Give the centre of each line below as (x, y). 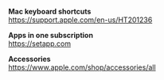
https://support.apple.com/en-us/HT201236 (80, 20)
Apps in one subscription (51, 35)
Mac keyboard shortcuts (50, 11)
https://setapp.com (40, 44)
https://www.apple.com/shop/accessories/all (82, 67)
